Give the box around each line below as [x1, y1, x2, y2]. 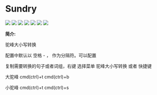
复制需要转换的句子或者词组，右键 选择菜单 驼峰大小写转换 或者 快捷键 [5, 63, 152, 69]
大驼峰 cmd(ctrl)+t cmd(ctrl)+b [5, 74, 70, 80]
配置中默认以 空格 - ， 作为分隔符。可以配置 [5, 52, 97, 58]
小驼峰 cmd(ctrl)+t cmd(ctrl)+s [5, 84, 69, 90]
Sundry [5, 3, 37, 15]
